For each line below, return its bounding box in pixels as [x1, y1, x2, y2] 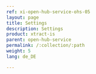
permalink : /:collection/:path [6, 43, 85, 49]
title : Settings [6, 20, 47, 26]
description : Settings [6, 25, 63, 32]
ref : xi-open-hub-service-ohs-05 [6, 8, 91, 15]
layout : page [6, 14, 39, 20]
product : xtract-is [6, 31, 56, 37]
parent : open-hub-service [6, 37, 71, 43]
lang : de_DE [6, 54, 36, 60]
